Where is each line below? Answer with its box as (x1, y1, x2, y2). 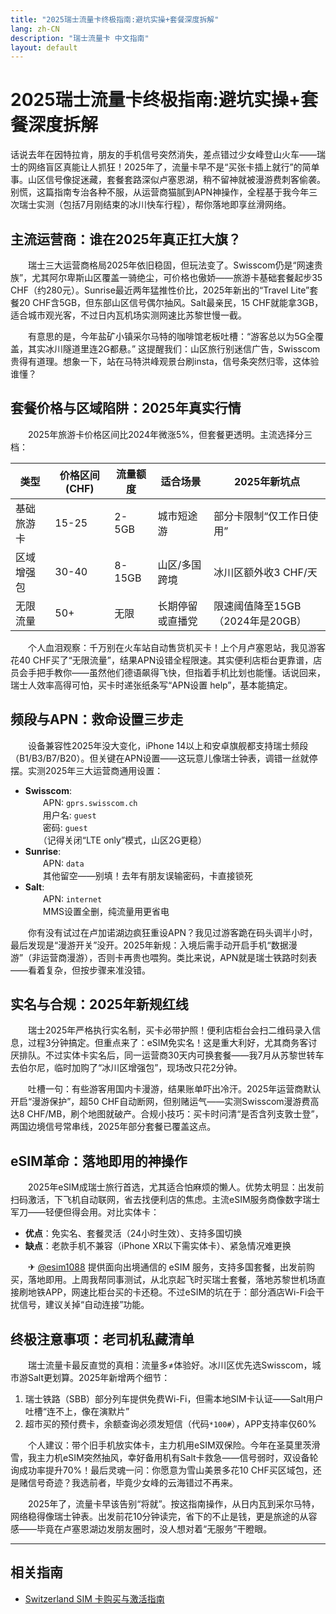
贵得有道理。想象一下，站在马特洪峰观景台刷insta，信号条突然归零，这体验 (10, 356, 320, 367)
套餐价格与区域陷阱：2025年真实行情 (10, 400, 242, 417)
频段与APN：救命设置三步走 (10, 711, 184, 728)
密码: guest (42, 821, 88, 833)
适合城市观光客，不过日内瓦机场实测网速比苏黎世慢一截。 (10, 309, 247, 321)
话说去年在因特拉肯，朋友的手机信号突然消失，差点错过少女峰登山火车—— (10, 149, 317, 161)
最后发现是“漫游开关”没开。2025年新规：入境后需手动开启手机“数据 (10, 939, 289, 951)
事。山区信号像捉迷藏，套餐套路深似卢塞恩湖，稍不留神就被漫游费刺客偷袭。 (10, 174, 326, 186)
